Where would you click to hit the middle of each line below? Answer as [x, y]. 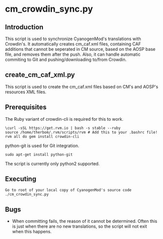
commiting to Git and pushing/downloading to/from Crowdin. [66, 59]
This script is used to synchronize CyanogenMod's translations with [73, 39]
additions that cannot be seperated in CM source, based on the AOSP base [80, 49]
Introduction [24, 27]
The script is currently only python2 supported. [52, 163]
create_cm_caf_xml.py [40, 75]
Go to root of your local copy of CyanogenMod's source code [68, 190]
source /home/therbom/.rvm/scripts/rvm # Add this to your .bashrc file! [81, 132]
